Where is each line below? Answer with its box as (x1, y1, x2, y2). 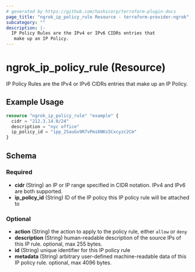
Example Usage (6, 97, 64, 107)
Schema (6, 150, 37, 161)
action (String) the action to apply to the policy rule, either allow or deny (14, 228, 187, 235)
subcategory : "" (6, 19, 46, 25)
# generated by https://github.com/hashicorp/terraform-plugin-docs (6, 8, 176, 15)
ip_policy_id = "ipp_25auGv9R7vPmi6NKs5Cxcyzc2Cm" (11, 129, 137, 135)
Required (6, 168, 33, 176)
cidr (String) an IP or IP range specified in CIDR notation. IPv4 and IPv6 (14, 181, 186, 188)
